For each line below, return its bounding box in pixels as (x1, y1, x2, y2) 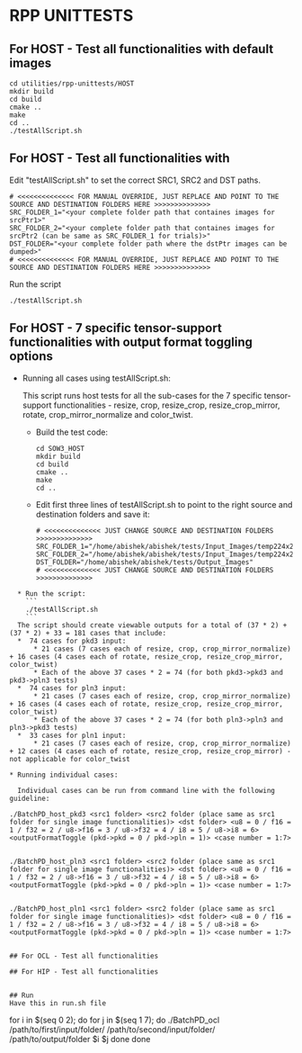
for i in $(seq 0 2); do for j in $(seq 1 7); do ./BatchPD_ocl (9, 1014, 220, 1025)
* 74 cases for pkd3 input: (17, 636, 127, 645)
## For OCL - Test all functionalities (9, 951, 159, 960)
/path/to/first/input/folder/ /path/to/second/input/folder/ (9, 1023, 216, 1035)
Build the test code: (35, 427, 108, 437)
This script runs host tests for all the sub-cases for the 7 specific (22, 390, 262, 400)
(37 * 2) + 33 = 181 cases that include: (9, 628, 167, 637)
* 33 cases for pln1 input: (17, 731, 127, 740)
